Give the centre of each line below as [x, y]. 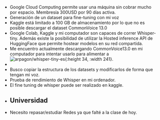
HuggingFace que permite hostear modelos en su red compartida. [76, 43]
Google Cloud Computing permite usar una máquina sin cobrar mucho [80, 7]
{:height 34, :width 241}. [89, 59]
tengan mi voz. [25, 75]
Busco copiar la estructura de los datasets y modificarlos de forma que [81, 70]
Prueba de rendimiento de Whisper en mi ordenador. [63, 80]
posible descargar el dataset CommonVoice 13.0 [58, 28]
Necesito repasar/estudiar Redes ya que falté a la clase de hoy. [73, 112]
